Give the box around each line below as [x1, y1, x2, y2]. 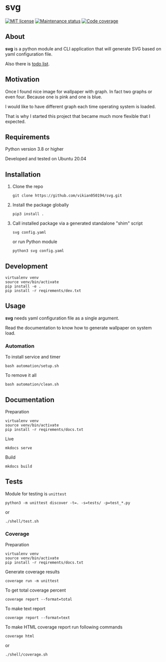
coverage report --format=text [5, 616, 70, 621]
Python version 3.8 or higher [5, 146, 64, 152]
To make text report [5, 606, 46, 612]
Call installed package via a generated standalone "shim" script [12, 220, 143, 226]
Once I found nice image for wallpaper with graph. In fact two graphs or [5, 88, 153, 94]
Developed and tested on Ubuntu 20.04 [5, 156, 87, 162]
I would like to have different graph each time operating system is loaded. [5, 103, 156, 109]
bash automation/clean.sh [5, 382, 59, 387]
